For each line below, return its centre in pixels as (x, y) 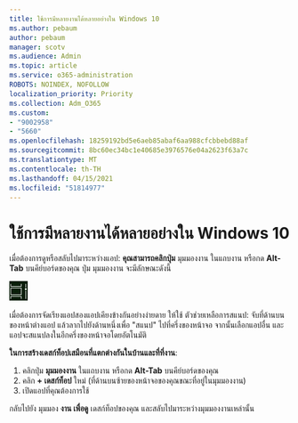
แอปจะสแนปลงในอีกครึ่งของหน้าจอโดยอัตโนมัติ (78, 335)
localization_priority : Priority (71, 94)
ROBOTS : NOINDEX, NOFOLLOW (59, 85)
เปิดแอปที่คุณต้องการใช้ (56, 391)
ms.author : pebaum (43, 28)
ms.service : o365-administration (71, 76)
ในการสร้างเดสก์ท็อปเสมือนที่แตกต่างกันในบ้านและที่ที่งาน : (93, 353)
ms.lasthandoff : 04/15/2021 (61, 178)
